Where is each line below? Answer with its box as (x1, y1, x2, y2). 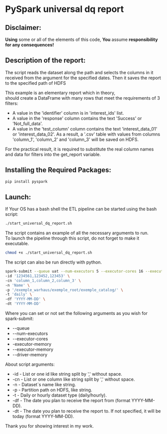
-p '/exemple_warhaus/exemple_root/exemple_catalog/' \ (5, 288, 123, 292)
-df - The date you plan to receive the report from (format (12, 398, 131, 404)
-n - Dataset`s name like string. (12, 382, 76, 388)
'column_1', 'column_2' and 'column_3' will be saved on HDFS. (12, 136, 139, 143)
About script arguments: (5, 361, 55, 367)
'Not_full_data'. (12, 121, 43, 127)
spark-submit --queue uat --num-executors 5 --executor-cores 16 (5, 269, 143, 274)
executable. (5, 241, 29, 247)
